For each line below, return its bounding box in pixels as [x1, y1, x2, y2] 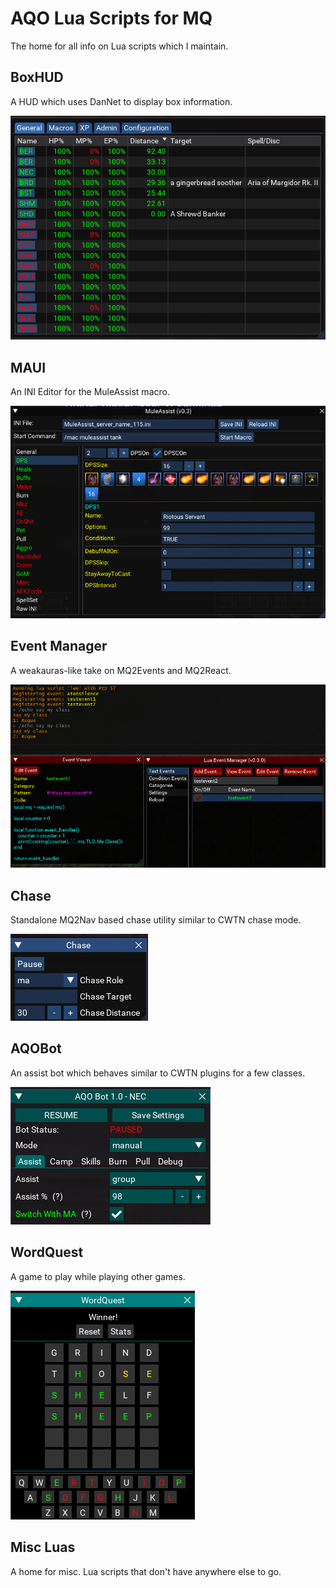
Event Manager [10, 638, 108, 655]
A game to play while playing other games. [10, 1270, 186, 1282]
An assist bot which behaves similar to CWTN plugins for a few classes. [10, 1067, 306, 1079]
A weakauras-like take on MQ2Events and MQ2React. [10, 664, 232, 676]
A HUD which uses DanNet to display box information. [10, 95, 233, 107]
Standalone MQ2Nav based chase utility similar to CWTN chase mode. [10, 914, 302, 926]
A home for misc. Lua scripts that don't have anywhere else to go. [10, 1565, 282, 1577]
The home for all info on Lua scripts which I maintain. [10, 40, 229, 52]
